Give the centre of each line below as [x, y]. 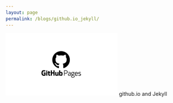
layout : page [22, 12]
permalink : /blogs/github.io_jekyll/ [52, 19]
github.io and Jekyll [143, 94]
